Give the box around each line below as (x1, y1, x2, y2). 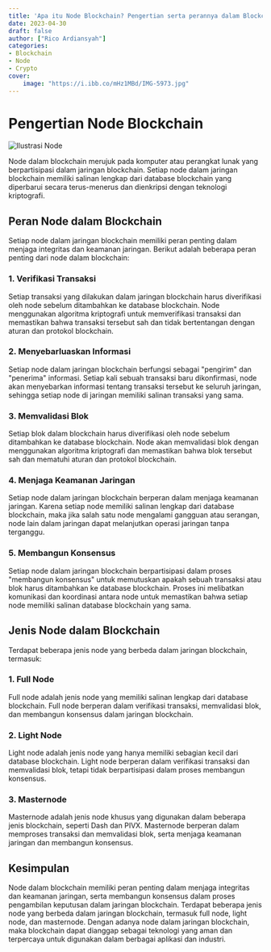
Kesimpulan (8, 861, 70, 875)
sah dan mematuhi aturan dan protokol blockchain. (8, 454, 177, 465)
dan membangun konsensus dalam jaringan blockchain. (8, 709, 194, 719)
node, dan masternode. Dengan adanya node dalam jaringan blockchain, (8, 917, 250, 927)
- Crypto (8, 65, 38, 73)
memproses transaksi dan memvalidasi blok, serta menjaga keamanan (8, 829, 242, 839)
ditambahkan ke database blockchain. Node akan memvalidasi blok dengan (8, 437, 260, 447)
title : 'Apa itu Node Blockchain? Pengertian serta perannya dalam (8, 11, 240, 20)
